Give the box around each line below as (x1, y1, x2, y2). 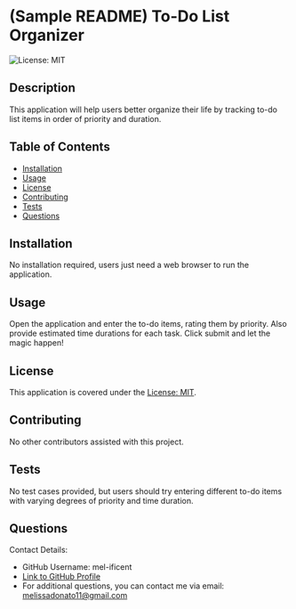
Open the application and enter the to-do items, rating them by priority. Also (9, 319, 287, 329)
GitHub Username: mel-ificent (21, 562, 132, 572)
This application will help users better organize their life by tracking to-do (9, 104, 278, 115)
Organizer (9, 25, 84, 45)
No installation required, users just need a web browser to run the (9, 260, 250, 271)
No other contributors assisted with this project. (9, 436, 184, 447)
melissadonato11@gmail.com (21, 590, 128, 601)
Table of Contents (9, 140, 111, 155)
